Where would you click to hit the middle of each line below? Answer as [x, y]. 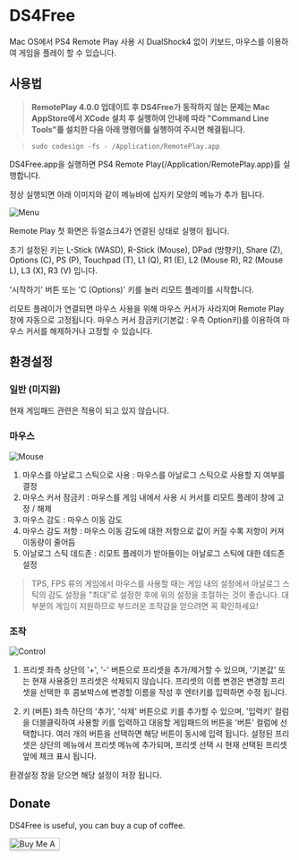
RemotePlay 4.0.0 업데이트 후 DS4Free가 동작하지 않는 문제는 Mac [150, 107]
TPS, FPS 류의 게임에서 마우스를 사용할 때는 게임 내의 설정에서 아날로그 [156, 583]
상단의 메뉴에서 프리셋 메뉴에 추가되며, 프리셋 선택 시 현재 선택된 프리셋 [163, 745]
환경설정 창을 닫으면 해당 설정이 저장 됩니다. [86, 775]
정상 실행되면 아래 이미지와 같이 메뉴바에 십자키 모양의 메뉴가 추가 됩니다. [137, 194]
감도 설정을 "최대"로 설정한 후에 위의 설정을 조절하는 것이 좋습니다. [164, 594]
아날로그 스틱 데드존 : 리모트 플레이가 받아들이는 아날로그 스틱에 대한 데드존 [154, 553]
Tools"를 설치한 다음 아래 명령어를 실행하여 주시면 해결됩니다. [138, 129]
